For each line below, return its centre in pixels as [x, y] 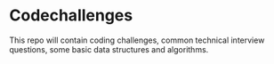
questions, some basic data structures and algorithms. [109, 49]
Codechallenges [71, 16]
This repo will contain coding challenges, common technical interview [137, 40]
